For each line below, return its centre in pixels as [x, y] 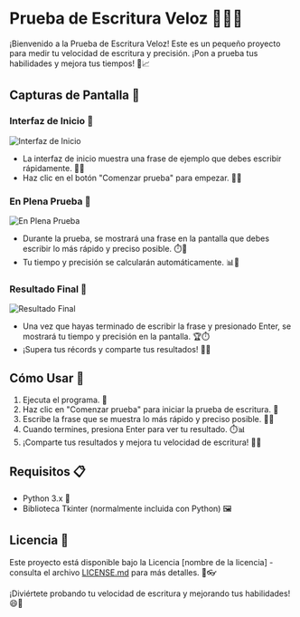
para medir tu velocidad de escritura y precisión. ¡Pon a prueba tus [134, 53]
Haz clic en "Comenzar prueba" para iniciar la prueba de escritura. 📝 [150, 410]
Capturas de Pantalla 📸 [75, 96]
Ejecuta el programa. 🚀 [65, 400]
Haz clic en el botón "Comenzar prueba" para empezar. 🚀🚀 [132, 178]
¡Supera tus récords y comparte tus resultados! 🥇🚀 [117, 350]
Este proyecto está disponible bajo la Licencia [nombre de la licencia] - [141, 562]
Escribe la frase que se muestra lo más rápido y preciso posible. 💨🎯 [148, 419]
